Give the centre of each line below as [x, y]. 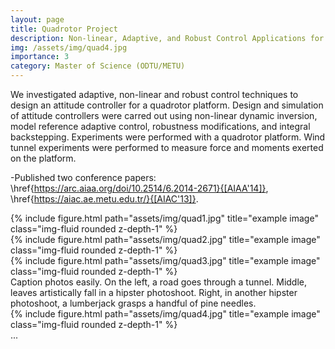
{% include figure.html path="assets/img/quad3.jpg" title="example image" [165, 260]
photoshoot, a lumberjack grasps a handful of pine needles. [133, 303]
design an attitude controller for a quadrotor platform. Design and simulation [167, 105]
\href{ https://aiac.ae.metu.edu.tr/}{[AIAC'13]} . [104, 199]
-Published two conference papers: [83, 177]
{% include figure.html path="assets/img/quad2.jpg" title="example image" [165, 239]
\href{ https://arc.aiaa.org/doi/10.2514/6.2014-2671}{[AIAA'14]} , [139, 188]
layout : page [37, 19]
